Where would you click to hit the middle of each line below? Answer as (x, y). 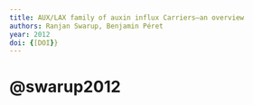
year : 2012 (30, 34)
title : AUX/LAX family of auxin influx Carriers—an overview (127, 17)
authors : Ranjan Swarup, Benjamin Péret (87, 26)
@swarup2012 (65, 87)
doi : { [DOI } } (34, 43)
